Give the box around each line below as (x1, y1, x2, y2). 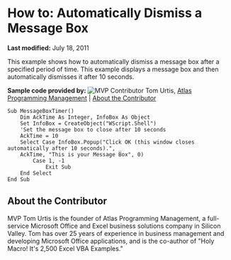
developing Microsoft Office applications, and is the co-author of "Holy (7, 237, 215, 245)
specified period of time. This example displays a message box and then (7, 65, 219, 73)
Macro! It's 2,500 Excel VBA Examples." (7, 244, 124, 253)
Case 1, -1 (33, 157, 65, 164)
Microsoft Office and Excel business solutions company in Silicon (30, 222, 221, 230)
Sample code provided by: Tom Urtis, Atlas (7, 86, 193, 94)
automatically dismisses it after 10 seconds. (7, 72, 135, 81)
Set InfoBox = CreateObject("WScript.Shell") (20, 119, 157, 127)
